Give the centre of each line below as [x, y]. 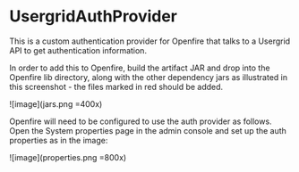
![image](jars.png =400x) [56, 103]
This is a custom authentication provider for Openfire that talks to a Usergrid [150, 41]
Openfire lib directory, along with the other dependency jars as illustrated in [149, 77]
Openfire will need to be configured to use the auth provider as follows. [141, 121]
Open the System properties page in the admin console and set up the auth [148, 130]
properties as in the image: [59, 140]
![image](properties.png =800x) [68, 157]
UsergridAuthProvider [93, 16]
